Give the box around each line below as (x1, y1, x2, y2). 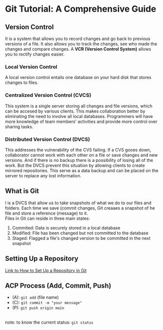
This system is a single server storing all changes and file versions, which (5, 103, 152, 109)
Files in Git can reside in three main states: (5, 215, 90, 221)
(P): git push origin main (12, 305, 65, 311)
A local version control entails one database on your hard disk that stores (5, 75, 152, 80)
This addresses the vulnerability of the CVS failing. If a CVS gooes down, (5, 147, 151, 153)
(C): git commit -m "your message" (12, 300, 82, 306)
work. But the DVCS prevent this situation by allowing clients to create (5, 162, 145, 168)
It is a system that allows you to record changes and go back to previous (5, 36, 151, 41)
